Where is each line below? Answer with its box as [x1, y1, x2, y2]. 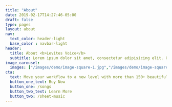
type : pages [5, 22, 31, 27]
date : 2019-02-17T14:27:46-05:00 [5, 12, 77, 17]
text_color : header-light [10, 37, 66, 42]
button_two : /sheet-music [10, 94, 66, 99]
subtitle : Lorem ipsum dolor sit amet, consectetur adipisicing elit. [10, 55, 164, 61]
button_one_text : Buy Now [10, 79, 66, 84]
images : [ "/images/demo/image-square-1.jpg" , [10, 65, 109, 70]
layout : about [5, 27, 36, 32]
